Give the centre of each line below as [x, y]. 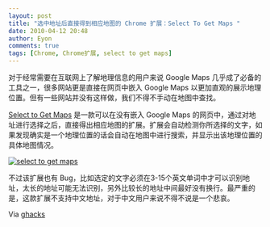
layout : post [30, 16]
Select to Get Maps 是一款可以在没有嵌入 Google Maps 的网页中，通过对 [129, 115]
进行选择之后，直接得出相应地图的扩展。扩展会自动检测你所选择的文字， [135, 125]
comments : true [34, 46]
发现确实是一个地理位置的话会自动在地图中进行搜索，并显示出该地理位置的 [139, 135]
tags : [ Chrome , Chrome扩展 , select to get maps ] [90, 53]
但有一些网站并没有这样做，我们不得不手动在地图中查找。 [125, 97]
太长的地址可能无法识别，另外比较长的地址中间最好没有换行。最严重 [135, 188]
